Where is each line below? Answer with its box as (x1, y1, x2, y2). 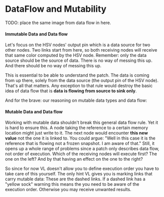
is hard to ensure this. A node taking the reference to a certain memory (5, 125, 148, 131)
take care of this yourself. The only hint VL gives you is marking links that (5, 171, 153, 177)
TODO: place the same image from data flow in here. (5, 20, 111, 26)
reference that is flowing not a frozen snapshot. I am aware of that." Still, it (5, 141, 155, 146)
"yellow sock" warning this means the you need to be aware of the (5, 181, 140, 187)
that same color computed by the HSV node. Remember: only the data (5, 53, 147, 58)
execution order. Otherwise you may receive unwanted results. (5, 187, 132, 193)
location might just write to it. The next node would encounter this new (5, 130, 148, 136)
